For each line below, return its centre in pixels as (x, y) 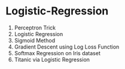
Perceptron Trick (35, 28)
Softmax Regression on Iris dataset (57, 53)
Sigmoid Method (34, 40)
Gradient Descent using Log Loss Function (67, 47)
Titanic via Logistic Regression (52, 59)
